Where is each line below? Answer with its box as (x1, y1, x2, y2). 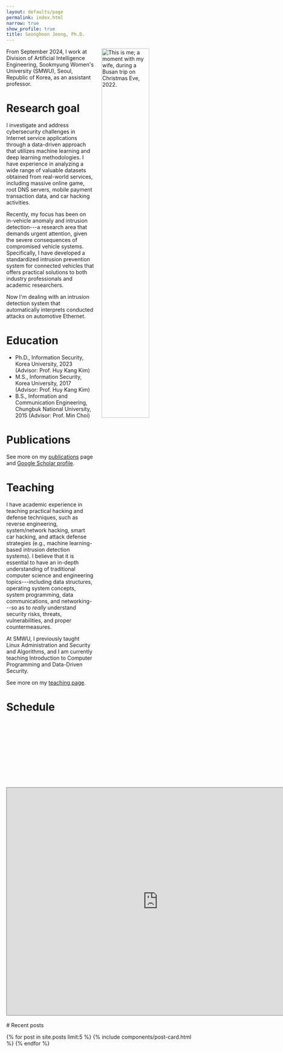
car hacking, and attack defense (6, 533, 86, 540)
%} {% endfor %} (6, 1040, 50, 1047)
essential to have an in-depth (6, 558, 79, 566)
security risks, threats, (6, 610, 62, 617)
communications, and (6, 597, 60, 605)
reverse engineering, (6, 520, 59, 528)
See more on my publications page (6, 453, 94, 460)
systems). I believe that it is (6, 552, 74, 560)
